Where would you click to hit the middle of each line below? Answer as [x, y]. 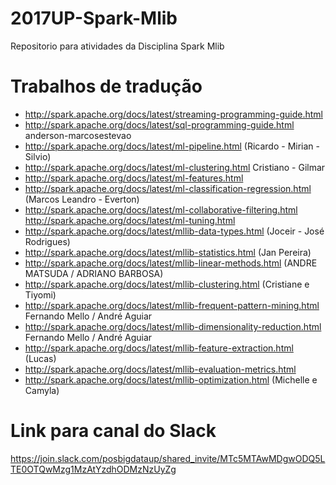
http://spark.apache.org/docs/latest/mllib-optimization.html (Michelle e [171, 379]
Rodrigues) [47, 241]
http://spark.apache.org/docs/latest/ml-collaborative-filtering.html [161, 209]
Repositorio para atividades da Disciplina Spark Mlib [117, 46]
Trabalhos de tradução [106, 86]
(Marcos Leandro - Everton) [82, 199]
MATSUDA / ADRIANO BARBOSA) [94, 273]
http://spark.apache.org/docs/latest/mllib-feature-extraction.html [159, 348]
